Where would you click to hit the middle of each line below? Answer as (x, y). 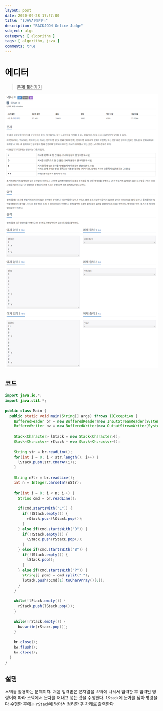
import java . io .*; (24, 395)
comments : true (20, 46)
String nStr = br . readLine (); (44, 478)
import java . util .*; (26, 401)
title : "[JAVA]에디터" (26, 20)
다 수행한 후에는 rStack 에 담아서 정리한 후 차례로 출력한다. (60, 704)
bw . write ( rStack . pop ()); (43, 627)
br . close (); (26, 642)
